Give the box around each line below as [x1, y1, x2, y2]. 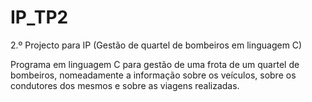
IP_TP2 [10, 6, 69, 29]
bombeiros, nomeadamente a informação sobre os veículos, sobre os [10, 69, 297, 81]
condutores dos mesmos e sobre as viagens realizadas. [10, 79, 240, 91]
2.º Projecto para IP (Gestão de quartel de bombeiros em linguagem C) [10, 39, 303, 51]
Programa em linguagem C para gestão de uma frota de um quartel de [10, 58, 300, 70]
